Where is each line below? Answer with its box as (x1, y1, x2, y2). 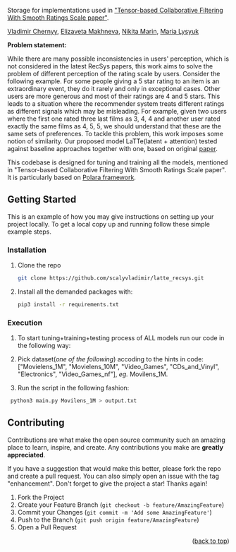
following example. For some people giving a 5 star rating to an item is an (7, 77, 220, 85)
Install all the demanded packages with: (17, 287, 133, 296)
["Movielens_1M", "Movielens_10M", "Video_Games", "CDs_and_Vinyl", (17, 363, 220, 371)
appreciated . (7, 450, 46, 459)
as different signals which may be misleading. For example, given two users (7, 107, 227, 115)
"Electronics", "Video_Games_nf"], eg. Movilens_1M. (17, 370, 168, 378)
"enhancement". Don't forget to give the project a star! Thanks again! (7, 479, 208, 488)
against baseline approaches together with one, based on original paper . (7, 145, 218, 152)
